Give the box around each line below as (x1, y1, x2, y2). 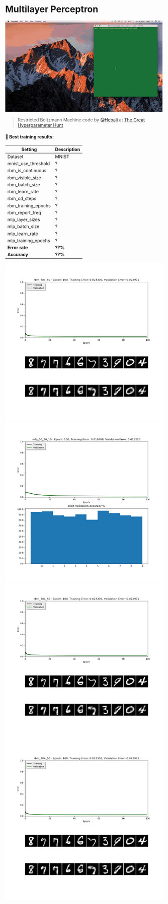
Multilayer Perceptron (5, 4, 99, 15)
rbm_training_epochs (7, 202, 51, 208)
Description (55, 146, 80, 152)
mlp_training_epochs (7, 238, 50, 244)
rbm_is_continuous (7, 168, 47, 174)
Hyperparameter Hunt (17, 122, 63, 128)
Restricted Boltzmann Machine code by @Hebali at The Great (17, 117, 145, 123)
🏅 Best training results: (5, 133, 54, 139)
